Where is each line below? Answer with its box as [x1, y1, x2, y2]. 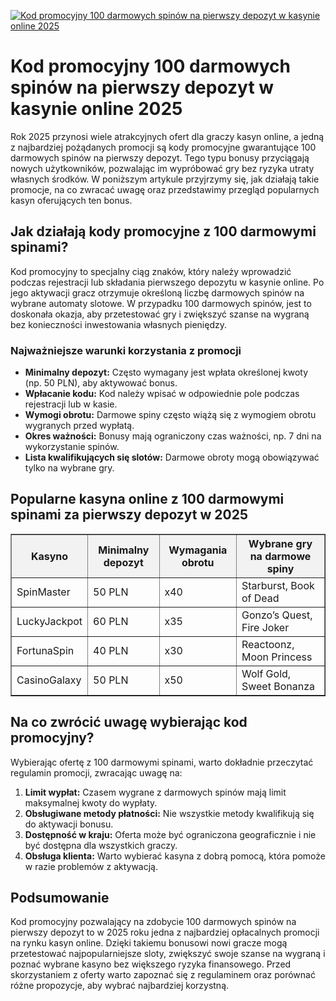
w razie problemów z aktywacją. [24, 860, 159, 872]
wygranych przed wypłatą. [24, 420, 135, 432]
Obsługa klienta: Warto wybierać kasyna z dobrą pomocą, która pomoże [24, 850, 326, 862]
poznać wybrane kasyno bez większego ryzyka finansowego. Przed [10, 958, 292, 970]
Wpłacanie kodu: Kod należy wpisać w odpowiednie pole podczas [24, 388, 300, 400]
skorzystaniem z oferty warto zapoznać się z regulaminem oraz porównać [10, 969, 316, 981]
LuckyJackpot [16, 614, 83, 628]
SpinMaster [16, 585, 71, 599]
